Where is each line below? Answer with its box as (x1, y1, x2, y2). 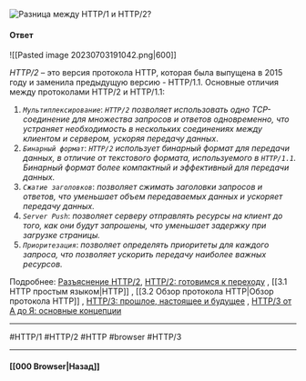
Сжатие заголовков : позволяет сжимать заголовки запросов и (22, 182, 263, 193)
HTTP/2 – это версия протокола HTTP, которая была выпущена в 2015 (9, 67, 283, 78)
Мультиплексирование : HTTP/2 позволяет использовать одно (22, 105, 250, 115)
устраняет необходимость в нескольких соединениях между (22, 124, 262, 135)
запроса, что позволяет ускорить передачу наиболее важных (22, 249, 267, 260)
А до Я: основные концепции (9, 306, 122, 316)
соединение (22, 114, 71, 125)
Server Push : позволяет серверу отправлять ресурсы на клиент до (22, 210, 283, 222)
